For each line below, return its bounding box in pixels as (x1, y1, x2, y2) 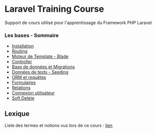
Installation (11, 43, 34, 49)
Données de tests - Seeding (11, 69, 69, 75)
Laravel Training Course (4, 3, 104, 15)
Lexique (4, 109, 30, 118)
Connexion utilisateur (11, 90, 55, 96)
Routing (11, 48, 28, 54)
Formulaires (11, 80, 36, 85)
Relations (11, 85, 31, 91)
